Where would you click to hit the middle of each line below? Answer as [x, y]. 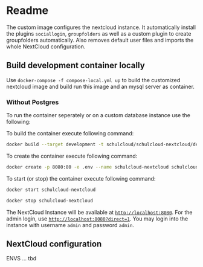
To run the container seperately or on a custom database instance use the [98, 115]
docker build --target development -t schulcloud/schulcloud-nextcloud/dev [104, 145]
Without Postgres [33, 102]
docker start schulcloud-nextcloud [51, 190]
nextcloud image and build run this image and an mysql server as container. [101, 86]
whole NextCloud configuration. [46, 47]
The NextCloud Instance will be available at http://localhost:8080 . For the [99, 212]
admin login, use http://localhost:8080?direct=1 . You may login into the [97, 219]
